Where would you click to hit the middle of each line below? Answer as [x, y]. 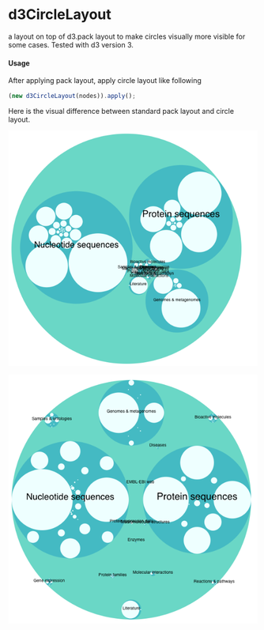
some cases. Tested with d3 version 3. [71, 44]
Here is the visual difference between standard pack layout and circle [121, 111]
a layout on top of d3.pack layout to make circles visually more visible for [127, 36]
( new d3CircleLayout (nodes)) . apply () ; [72, 96]
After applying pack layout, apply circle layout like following [105, 81]
